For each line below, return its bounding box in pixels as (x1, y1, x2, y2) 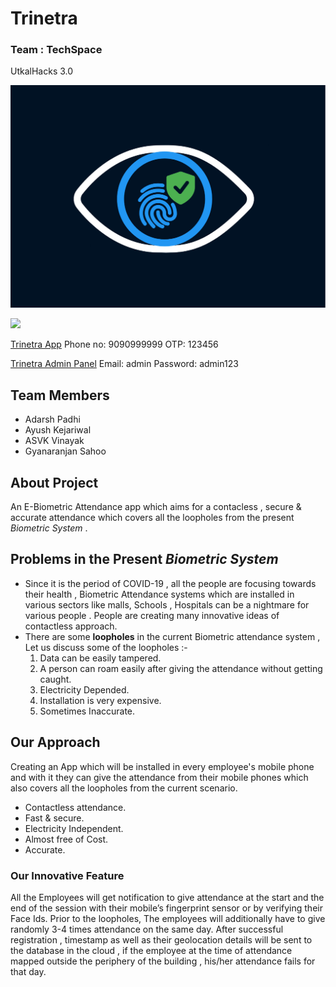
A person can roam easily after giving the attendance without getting (39, 662, 323, 674)
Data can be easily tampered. (39, 652, 162, 664)
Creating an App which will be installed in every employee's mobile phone (10, 760, 315, 772)
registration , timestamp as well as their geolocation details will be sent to (10, 933, 313, 946)
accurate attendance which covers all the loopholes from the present (10, 511, 295, 523)
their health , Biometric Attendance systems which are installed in (24, 588, 295, 600)
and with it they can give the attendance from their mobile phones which (10, 771, 309, 783)
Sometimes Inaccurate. (39, 705, 136, 717)
